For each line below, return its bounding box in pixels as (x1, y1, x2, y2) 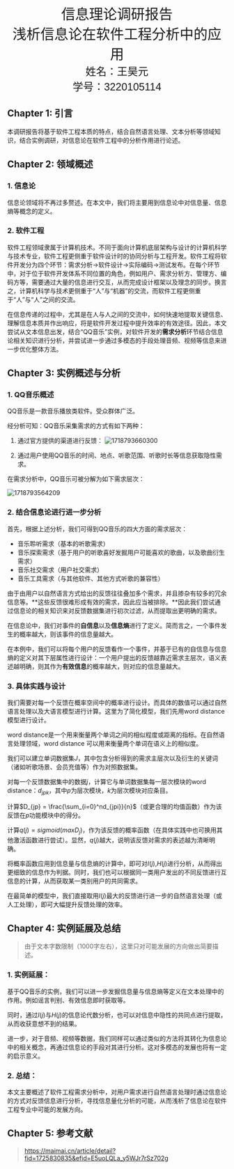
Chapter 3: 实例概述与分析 (7, 368, 121, 379)
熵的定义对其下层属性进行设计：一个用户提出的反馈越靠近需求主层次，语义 (7, 653, 221, 661)
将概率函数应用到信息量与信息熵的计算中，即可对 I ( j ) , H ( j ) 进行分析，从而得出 (7, 859, 223, 868)
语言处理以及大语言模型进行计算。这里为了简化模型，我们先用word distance (7, 707, 225, 716)
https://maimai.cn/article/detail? (24, 1146, 116, 1154)
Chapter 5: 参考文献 (7, 1127, 93, 1140)
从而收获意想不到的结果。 (7, 1019, 81, 1028)
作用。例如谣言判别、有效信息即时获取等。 (7, 996, 130, 1004)
